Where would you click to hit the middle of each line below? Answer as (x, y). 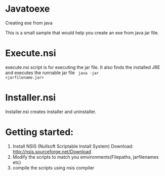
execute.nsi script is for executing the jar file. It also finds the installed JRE (83, 67)
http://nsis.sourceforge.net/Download (52, 151)
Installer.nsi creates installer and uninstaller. (51, 112)
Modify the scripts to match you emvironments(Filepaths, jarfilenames (86, 157)
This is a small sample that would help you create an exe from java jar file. (82, 32)
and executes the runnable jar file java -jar (52, 73)
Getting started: (39, 132)
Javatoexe (28, 9)
